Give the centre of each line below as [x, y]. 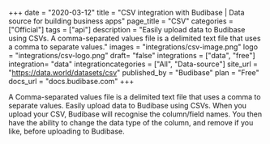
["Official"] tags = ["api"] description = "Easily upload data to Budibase [127, 30]
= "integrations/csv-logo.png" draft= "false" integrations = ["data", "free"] [132, 55]
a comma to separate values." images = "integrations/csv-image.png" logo [133, 47]
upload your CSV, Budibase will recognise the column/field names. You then [135, 114]
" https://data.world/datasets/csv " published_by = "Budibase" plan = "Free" [134, 72]
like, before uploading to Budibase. [67, 131]
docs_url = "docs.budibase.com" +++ [71, 81]
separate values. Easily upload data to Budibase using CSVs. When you [128, 106]
